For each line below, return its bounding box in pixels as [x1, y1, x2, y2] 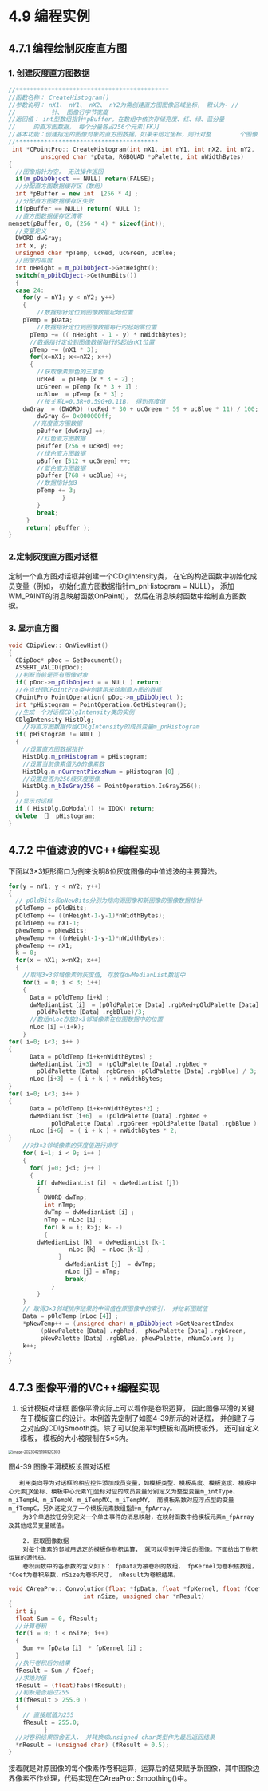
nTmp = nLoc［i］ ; [43, 1216, 103, 1224]
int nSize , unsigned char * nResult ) [83, 1592, 205, 1600]
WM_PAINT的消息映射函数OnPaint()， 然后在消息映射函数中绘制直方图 [8, 591, 239, 601]
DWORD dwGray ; [15, 235, 62, 243]
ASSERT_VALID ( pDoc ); [15, 664, 84, 672]
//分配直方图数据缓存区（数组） [15, 183, 106, 191]
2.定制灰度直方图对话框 [8, 551, 98, 562]
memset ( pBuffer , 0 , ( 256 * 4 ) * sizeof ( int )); [8, 219, 166, 227]
